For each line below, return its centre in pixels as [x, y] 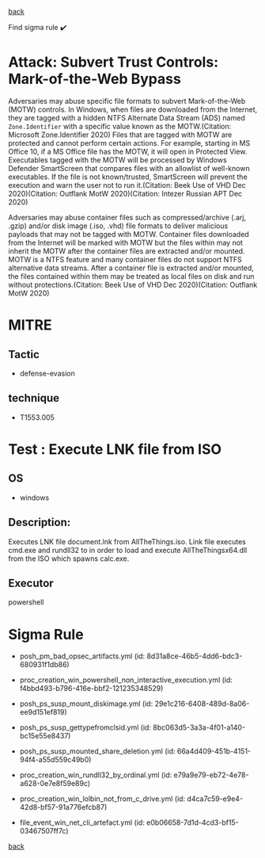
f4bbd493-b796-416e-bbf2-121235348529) [91, 688]
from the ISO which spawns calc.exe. [69, 559]
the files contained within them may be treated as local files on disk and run [131, 276]
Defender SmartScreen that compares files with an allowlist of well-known [129, 168]
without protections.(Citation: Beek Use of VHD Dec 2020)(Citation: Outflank [133, 284]
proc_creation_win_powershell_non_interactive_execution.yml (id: [126, 680]
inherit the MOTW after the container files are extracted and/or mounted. [127, 251]
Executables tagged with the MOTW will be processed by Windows [117, 160]
